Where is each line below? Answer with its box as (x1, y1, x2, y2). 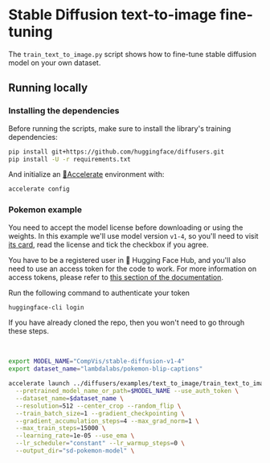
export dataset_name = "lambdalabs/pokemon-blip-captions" (8, 365, 203, 373)
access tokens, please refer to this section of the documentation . (8, 272, 223, 282)
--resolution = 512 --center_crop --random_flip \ (15, 402, 182, 410)
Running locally (8, 81, 88, 95)
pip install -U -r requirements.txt (8, 155, 131, 163)
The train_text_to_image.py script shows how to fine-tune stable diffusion (8, 49, 257, 59)
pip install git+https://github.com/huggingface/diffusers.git (8, 147, 225, 156)
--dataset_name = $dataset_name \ (15, 394, 125, 403)
